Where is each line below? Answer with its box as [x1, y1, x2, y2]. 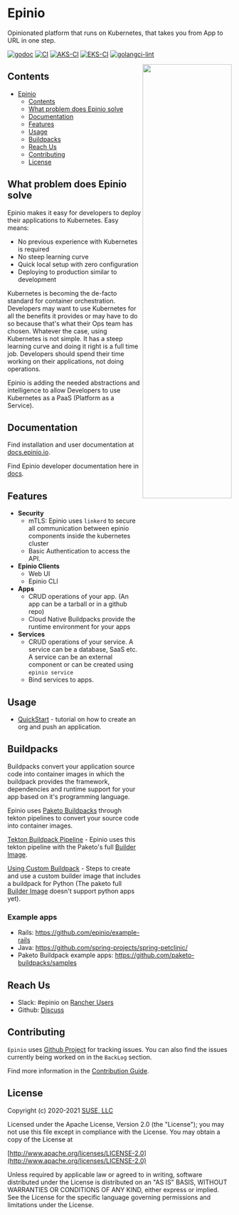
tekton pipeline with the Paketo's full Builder [7, 843, 137, 851]
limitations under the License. [7, 1200, 94, 1209]
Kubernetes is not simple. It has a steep [7, 334, 123, 343]
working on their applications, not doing [7, 357, 124, 365]
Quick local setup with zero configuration [17, 260, 139, 268]
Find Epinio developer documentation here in [7, 462, 139, 471]
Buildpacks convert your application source [7, 762, 135, 771]
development [17, 275, 57, 283]
